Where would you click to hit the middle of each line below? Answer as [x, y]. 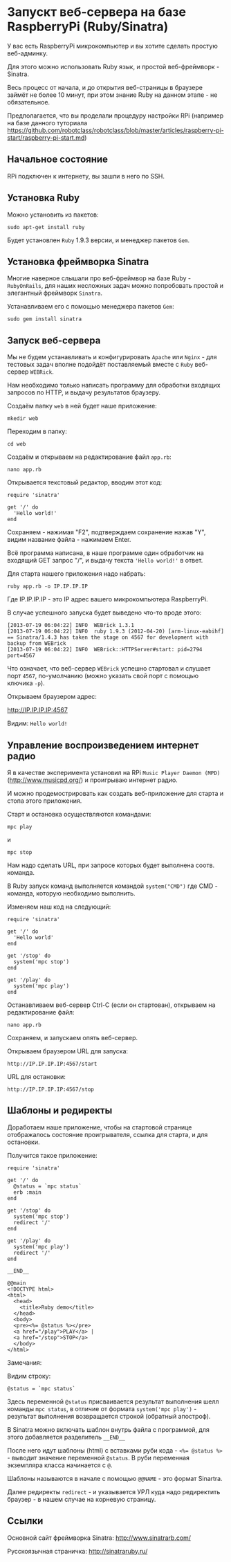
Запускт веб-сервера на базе [97, 12]
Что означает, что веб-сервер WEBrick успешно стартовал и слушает [109, 669]
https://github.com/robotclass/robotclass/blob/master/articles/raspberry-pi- [115, 130]
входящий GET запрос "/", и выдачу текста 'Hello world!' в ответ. [105, 561]
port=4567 [21, 656]
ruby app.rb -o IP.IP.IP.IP [48, 587]
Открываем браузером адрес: [52, 697]
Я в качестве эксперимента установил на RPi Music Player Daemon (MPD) [114, 773]
